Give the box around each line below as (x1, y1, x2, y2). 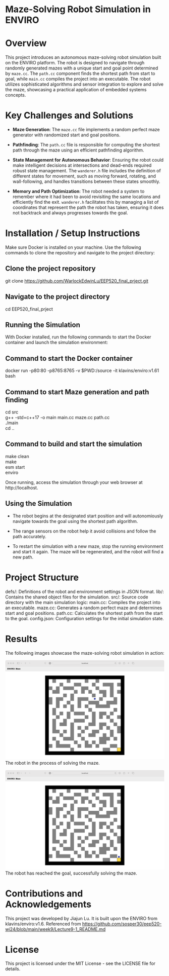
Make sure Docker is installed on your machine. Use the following (5, 244, 141, 250)
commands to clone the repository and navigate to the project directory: (5, 250, 155, 255)
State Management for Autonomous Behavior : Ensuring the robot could (12, 157, 164, 163)
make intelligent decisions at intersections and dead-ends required (12, 162, 152, 168)
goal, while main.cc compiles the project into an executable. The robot (5, 76, 151, 82)
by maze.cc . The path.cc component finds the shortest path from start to (5, 70, 155, 77)
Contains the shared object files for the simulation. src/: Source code (5, 594, 148, 600)
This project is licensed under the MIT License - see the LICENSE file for (5, 960, 155, 966)
